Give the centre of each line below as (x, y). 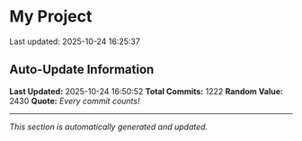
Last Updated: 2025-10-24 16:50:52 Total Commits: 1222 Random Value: (146, 91)
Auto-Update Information (82, 70)
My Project (51, 17)
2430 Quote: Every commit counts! (75, 101)
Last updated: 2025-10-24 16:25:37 (75, 41)
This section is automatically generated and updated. (109, 127)
